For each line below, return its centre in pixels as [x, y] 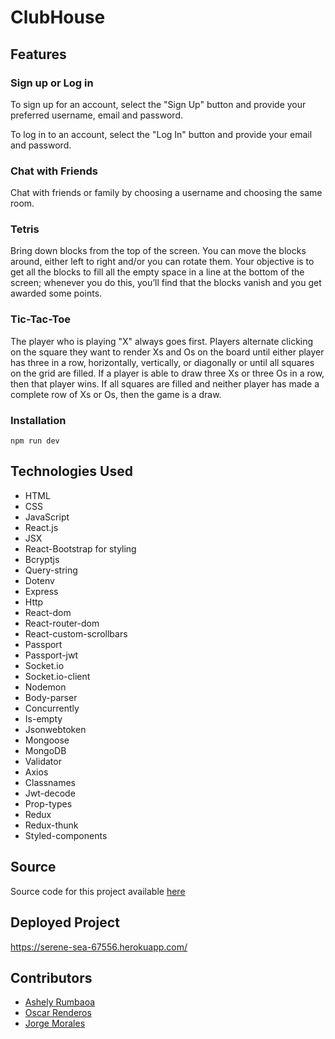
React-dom [48, 612]
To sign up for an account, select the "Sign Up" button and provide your [158, 104]
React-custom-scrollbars [76, 633]
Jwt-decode [50, 793]
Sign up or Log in [52, 83]
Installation [38, 420]
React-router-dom [62, 623]
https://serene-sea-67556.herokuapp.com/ [99, 947]
